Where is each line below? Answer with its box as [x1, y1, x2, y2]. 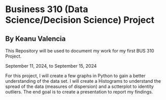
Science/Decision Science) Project [5, 14, 155, 26]
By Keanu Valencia [5, 34, 66, 43]
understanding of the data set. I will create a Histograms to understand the [5, 78, 161, 84]
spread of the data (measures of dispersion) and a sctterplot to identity [5, 83, 154, 89]
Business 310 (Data [5, 4, 88, 15]
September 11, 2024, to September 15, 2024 [5, 63, 97, 69]
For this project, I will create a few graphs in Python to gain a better [5, 73, 146, 79]
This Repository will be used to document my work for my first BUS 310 [5, 48, 154, 54]
